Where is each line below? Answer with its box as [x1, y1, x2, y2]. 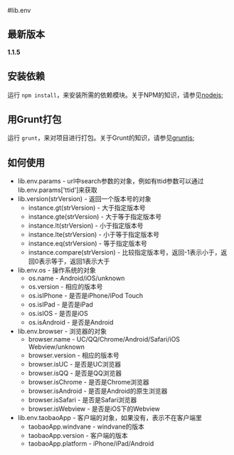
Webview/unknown [28, 342, 85, 352]
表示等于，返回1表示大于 [38, 257, 110, 266]
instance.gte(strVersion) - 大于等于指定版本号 [28, 213, 162, 221]
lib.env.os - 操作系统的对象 [17, 266, 96, 275]
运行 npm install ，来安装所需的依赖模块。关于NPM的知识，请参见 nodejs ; [7, 91, 224, 99]
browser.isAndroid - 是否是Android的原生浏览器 [28, 387, 168, 395]
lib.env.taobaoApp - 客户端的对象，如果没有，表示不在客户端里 [17, 414, 203, 422]
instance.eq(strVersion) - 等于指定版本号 [28, 239, 147, 248]
